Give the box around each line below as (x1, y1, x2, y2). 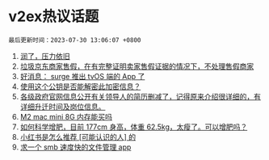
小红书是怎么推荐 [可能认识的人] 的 (19, 132, 136, 141)
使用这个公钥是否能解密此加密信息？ (19, 82, 141, 91)
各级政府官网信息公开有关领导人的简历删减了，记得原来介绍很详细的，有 (19, 91, 261, 101)
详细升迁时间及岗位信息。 (19, 102, 106, 112)
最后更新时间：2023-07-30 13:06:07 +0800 (8, 36, 141, 44)
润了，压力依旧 (19, 51, 70, 61)
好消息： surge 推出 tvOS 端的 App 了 (19, 71, 145, 81)
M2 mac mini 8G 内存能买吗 (19, 112, 113, 121)
